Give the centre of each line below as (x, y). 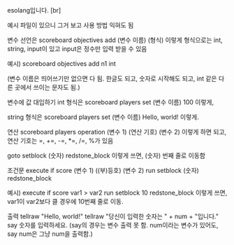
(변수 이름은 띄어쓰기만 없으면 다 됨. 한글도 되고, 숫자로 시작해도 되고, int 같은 (112, 78)
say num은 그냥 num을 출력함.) (50, 234)
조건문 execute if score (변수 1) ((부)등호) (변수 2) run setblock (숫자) (103, 170)
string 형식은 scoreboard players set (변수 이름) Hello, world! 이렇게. (103, 117)
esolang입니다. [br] (34, 10)
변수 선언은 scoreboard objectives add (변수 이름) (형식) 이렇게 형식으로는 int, (115, 40)
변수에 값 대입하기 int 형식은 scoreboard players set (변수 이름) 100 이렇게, (111, 102)
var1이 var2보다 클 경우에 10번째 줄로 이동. (65, 201)
